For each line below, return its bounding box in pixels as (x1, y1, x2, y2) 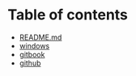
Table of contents (7, 6, 129, 24)
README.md (19, 32, 62, 42)
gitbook (19, 49, 45, 59)
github (19, 58, 41, 68)
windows (19, 40, 50, 50)
